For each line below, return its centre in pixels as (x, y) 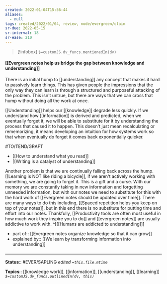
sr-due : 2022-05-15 (25, 28)
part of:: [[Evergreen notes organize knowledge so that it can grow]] (82, 234)
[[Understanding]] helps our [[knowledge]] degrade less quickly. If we (77, 111)
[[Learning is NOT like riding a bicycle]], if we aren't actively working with (80, 176)
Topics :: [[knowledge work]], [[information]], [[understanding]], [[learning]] (83, 272)
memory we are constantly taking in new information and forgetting (74, 187)
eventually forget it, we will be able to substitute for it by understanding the (82, 121)
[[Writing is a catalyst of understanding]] (54, 161)
